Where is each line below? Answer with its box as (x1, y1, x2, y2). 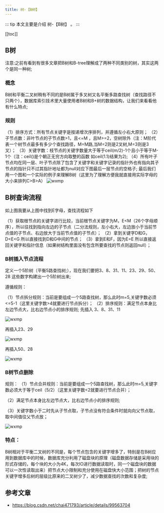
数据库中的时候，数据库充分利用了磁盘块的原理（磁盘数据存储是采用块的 (13, 454, 159, 461)
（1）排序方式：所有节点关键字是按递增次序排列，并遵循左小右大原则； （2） (5, 129, 159, 135)
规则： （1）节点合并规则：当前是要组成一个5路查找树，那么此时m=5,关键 (5, 381, 154, 387)
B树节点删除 (5, 369, 34, 376)
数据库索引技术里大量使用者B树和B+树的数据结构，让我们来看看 (24, 98, 153, 103)
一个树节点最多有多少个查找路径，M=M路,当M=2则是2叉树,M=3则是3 (9, 141, 149, 147)
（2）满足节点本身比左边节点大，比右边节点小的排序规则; (5, 397, 121, 403)
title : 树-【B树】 (5, 7, 40, 12)
